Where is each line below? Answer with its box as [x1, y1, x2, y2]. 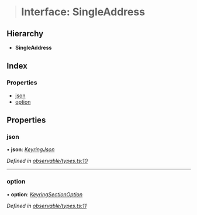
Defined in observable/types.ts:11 [6, 202, 87, 209]
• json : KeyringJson [6, 146, 55, 153]
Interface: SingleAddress [20, 5, 146, 19]
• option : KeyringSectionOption [6, 190, 83, 198]
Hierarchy [6, 29, 44, 39]
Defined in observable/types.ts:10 [6, 158, 88, 165]
